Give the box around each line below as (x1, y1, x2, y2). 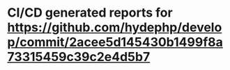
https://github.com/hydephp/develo (7, 19, 222, 35)
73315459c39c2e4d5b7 (7, 49, 151, 65)
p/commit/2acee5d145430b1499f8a (7, 35, 223, 50)
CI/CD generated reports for (7, 5, 173, 21)
